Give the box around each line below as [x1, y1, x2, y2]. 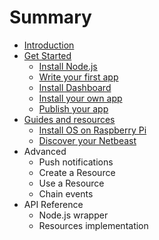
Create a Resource [38, 166, 116, 178]
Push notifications [38, 156, 114, 168]
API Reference [23, 198, 84, 210]
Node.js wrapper [38, 209, 109, 221]
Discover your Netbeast [38, 134, 137, 146]
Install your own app [38, 92, 123, 104]
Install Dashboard [38, 81, 112, 93]
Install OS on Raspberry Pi [38, 124, 147, 136]
